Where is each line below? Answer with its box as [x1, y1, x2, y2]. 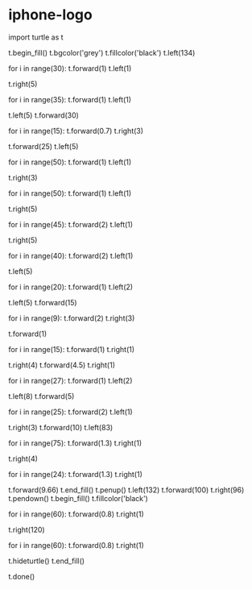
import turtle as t [8, 32, 64, 42]
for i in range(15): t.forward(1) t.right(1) [8, 344, 135, 354]
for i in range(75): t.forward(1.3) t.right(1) [8, 438, 143, 448]
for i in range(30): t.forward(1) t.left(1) [8, 63, 132, 73]
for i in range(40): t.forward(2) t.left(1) [8, 251, 134, 260]
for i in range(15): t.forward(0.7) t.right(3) [8, 126, 143, 135]
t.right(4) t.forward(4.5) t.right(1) [8, 360, 115, 370]
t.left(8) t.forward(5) [8, 391, 75, 400]
